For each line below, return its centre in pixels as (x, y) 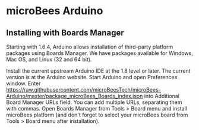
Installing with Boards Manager (65, 33)
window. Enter (23, 83)
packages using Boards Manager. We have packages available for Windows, (99, 53)
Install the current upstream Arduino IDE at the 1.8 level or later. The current (99, 71)
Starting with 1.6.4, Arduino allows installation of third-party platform (90, 47)
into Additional (162, 96)
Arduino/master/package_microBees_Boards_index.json (75, 96)
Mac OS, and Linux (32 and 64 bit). (49, 59)
